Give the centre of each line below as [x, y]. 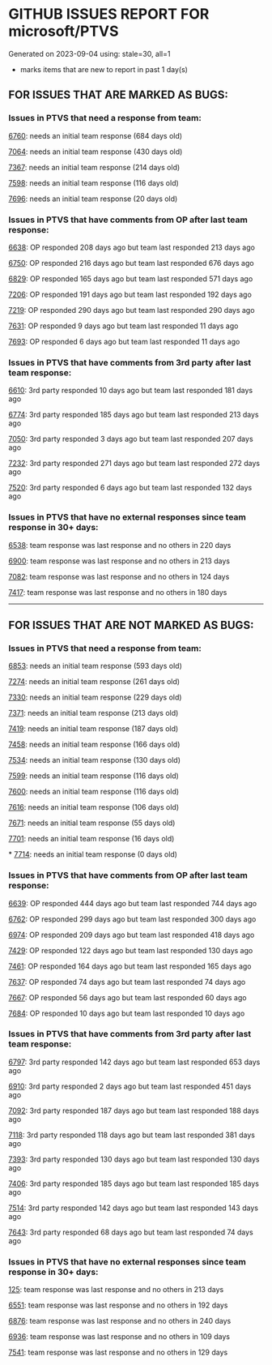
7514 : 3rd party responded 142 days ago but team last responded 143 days [134, 1208]
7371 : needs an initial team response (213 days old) [93, 713]
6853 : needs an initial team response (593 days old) [95, 666]
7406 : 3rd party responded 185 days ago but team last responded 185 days [134, 1183]
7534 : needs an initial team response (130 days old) [94, 760]
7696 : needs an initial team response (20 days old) [93, 199]
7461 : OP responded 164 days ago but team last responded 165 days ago [130, 966]
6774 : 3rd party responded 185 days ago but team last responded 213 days [134, 415]
